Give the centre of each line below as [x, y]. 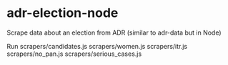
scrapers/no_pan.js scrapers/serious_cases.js [74, 54]
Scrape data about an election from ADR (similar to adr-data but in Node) [114, 32]
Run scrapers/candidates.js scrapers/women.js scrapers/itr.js [97, 46]
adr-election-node [63, 13]
